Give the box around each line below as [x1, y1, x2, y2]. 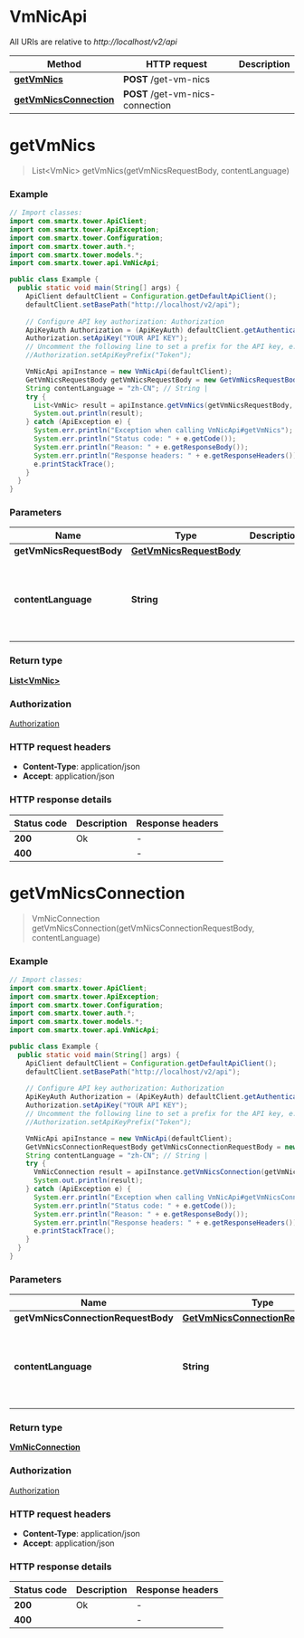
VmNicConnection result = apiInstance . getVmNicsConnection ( [33, 1168, 265, 1177]
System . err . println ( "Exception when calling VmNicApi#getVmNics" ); [33, 426, 294, 435]
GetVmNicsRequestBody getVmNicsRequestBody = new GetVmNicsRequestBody [25, 375, 301, 384]
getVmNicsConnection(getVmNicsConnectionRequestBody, [31, 923, 255, 933]
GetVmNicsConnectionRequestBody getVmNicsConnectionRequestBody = [25, 1142, 281, 1151]
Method [46, 57, 81, 70]
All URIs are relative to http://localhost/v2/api [9, 36, 178, 47]
